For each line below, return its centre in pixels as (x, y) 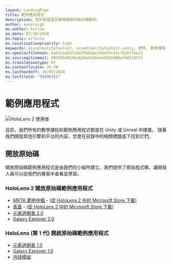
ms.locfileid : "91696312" (33, 77)
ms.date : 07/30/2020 (27, 34)
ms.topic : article (25, 39)
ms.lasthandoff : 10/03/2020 (35, 72)
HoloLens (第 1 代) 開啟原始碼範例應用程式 (57, 233)
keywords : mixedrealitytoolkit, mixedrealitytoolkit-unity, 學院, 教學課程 (85, 48)
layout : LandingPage (27, 10)
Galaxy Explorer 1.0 (33, 251)
